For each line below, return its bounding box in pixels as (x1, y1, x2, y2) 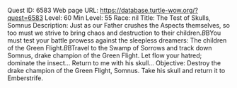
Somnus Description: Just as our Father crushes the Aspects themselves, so (7, 21, 230, 29)
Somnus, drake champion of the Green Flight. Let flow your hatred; (7, 51, 202, 60)
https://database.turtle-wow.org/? (100, 6, 199, 14)
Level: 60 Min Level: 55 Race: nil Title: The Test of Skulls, (45, 13, 211, 22)
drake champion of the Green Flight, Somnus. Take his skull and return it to (7, 67, 226, 75)
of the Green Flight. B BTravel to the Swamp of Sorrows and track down (7, 44, 212, 52)
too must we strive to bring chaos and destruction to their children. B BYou (7, 28, 221, 37)
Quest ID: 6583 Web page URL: (7, 6, 99, 14)
